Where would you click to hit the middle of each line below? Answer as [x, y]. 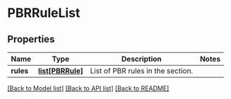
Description [141, 59]
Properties [31, 39]
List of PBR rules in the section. [142, 71]
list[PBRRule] [60, 71]
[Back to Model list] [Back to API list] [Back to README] [88, 88]
